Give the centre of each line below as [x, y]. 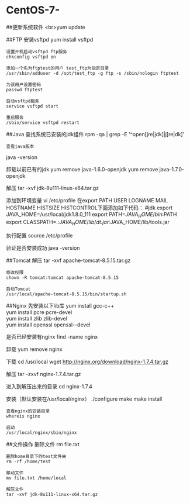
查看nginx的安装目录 [28, 411]
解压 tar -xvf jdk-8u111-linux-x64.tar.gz [53, 188]
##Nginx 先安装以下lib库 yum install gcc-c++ [60, 305]
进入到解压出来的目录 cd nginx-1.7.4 [49, 386]
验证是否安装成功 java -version [43, 248]
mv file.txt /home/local [36, 478]
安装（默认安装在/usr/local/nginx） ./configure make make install [84, 399]
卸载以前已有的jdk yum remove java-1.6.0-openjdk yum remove [82, 169]
